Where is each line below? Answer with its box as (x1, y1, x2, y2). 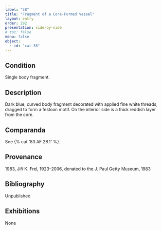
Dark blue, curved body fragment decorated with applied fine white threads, (5, 101, 158, 107)
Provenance (5, 153, 43, 161)
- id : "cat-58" (9, 43, 40, 48)
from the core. (5, 112, 34, 117)
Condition (5, 61, 36, 70)
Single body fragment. (5, 74, 50, 80)
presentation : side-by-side (5, 25, 62, 30)
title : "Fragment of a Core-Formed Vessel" (5, 12, 95, 17)
